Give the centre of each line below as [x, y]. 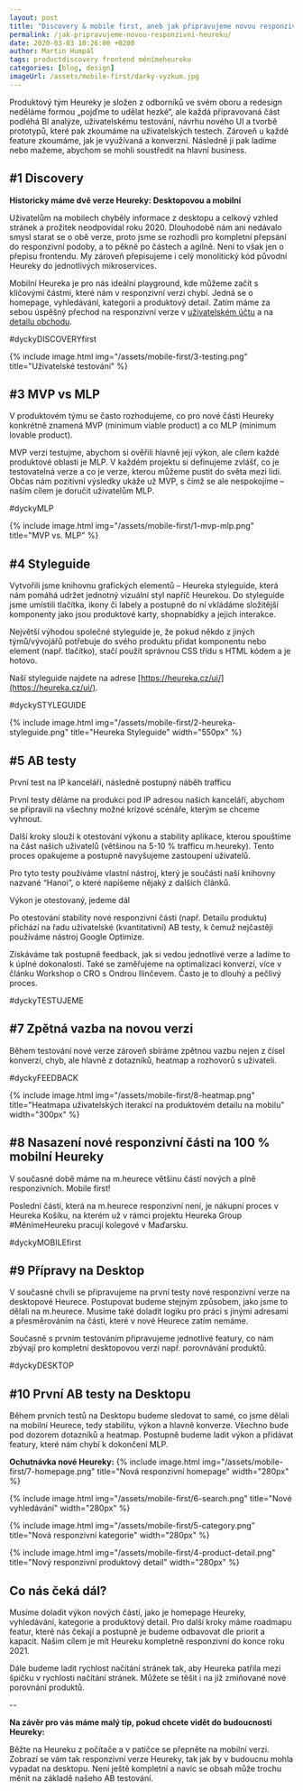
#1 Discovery [46, 178]
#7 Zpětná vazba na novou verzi [101, 1029]
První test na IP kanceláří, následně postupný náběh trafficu [120, 782]
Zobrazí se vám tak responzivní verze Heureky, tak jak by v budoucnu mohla [151, 1759]
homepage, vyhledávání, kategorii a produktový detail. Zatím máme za [140, 302]
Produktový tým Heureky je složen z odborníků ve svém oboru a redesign [146, 102]
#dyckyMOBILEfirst [46, 1242]
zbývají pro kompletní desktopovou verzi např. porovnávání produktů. [138, 1348]
